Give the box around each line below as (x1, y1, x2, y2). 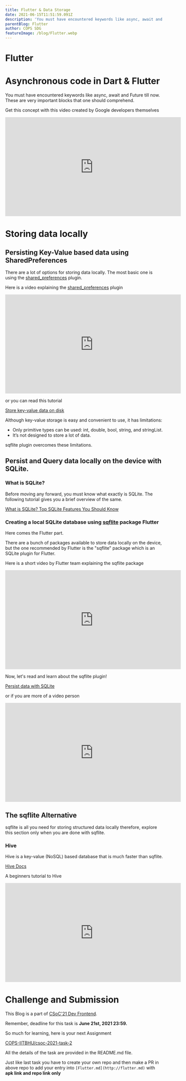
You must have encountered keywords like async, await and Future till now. (5, 92, 160, 98)
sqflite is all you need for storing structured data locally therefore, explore (5, 824, 157, 830)
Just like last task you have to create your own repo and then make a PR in (5, 1059, 159, 1065)
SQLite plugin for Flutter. (5, 550, 56, 556)
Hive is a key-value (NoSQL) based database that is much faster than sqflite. (5, 854, 163, 860)
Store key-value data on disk (5, 407, 64, 413)
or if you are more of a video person (5, 693, 80, 699)
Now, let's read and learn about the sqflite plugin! (5, 674, 107, 680)
